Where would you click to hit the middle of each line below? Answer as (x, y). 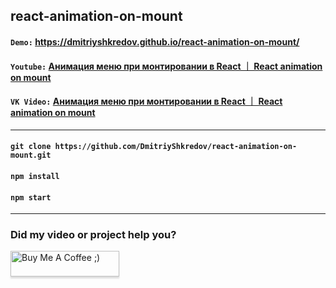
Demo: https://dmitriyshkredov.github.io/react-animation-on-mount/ (155, 41)
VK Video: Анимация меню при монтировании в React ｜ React (146, 101)
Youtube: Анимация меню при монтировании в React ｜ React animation (166, 66)
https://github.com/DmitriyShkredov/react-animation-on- (176, 147)
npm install (35, 176)
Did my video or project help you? (93, 235)
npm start (31, 197)
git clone (31, 147)
